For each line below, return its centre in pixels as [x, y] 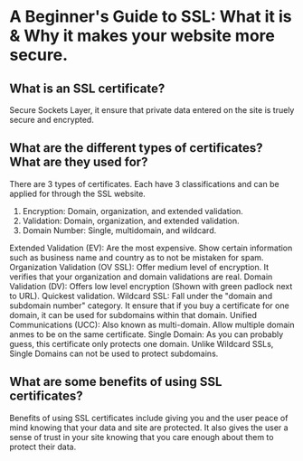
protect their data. [43, 447]
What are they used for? [79, 162]
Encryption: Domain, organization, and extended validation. [133, 211]
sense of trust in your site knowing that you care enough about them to [142, 437]
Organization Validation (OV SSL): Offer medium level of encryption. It [139, 267]
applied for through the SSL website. [78, 193]
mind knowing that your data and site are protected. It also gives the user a [149, 428]
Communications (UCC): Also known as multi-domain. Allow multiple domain [152, 325]
